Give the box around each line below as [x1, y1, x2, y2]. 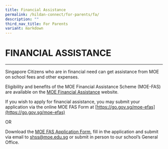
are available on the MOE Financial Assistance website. [5, 89, 119, 95]
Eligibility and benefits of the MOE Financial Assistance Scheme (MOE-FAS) [5, 83, 161, 90]
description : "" [5, 16, 39, 21]
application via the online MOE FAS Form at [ [5, 104, 97, 110]
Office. [5, 139, 19, 145]
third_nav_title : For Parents [5, 21, 68, 26]
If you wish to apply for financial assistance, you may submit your [5, 98, 140, 105]
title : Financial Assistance [5, 7, 66, 12]
